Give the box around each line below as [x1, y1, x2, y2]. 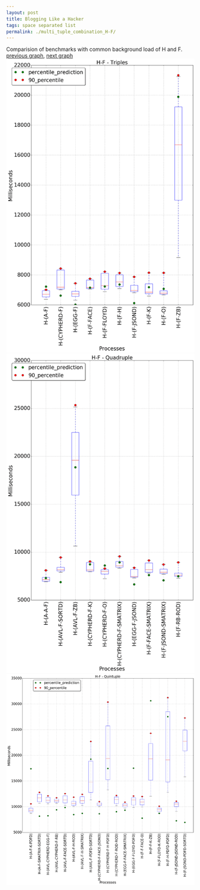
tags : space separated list [6, 22, 76, 28]
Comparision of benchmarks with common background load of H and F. [6, 45, 183, 53]
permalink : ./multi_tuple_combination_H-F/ [6, 29, 116, 35]
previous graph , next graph [6, 52, 73, 59]
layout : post [6, 10, 39, 16]
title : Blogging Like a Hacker [6, 16, 84, 22]
